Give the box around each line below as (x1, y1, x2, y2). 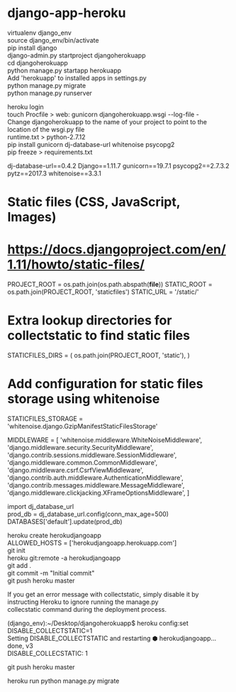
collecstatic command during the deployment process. (7, 605, 167, 613)
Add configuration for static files (7, 376, 203, 392)
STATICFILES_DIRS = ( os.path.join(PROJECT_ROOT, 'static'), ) (7, 351, 190, 359)
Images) (7, 209, 57, 225)
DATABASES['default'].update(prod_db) (7, 517, 123, 526)
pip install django (7, 43, 57, 52)
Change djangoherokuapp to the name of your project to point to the (7, 117, 208, 126)
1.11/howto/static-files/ (7, 257, 145, 273)
